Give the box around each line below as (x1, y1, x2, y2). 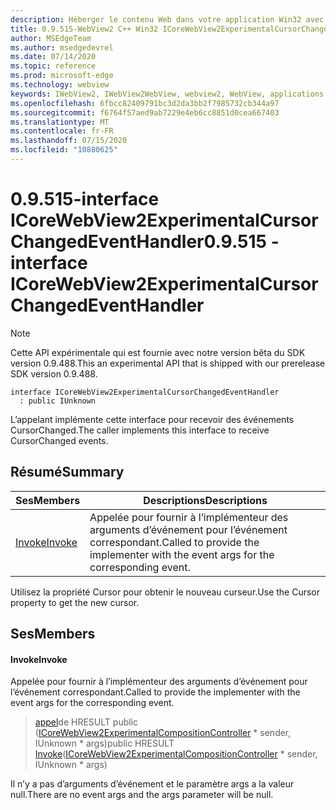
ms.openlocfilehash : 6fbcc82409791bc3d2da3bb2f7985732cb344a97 (10, 98, 280, 108)
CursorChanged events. (10, 434, 109, 446)
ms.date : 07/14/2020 (10, 52, 97, 62)
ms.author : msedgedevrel (10, 42, 114, 53)
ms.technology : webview (10, 80, 110, 90)
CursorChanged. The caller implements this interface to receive (10, 424, 270, 436)
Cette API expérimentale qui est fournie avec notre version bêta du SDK (10, 346, 306, 358)
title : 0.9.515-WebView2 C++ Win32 (10, 24, 159, 34)
